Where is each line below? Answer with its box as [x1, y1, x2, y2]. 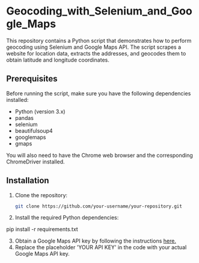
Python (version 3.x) [14, 107, 66, 115]
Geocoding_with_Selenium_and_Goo [6, 4, 192, 18]
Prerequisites [6, 74, 58, 84]
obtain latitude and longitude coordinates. [6, 56, 109, 63]
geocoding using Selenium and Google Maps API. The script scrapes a [6, 43, 182, 51]
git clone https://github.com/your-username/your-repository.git [14, 203, 182, 209]
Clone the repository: [14, 191, 68, 198]
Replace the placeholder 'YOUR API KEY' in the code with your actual [14, 244, 187, 251]
